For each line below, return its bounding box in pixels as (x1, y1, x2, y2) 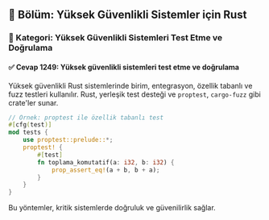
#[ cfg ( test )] (8, 121, 52, 129)
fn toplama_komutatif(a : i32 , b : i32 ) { (37, 158, 175, 166)
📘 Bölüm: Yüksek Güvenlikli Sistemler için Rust (8, 8, 247, 22)
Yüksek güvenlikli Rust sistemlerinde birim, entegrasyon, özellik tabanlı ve (8, 81, 253, 90)
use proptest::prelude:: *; (23, 136, 114, 144)
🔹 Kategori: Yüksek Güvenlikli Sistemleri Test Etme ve (8, 32, 223, 44)
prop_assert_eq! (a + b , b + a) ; (51, 166, 160, 174)
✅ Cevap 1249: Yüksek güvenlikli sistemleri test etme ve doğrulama (8, 62, 240, 72)
